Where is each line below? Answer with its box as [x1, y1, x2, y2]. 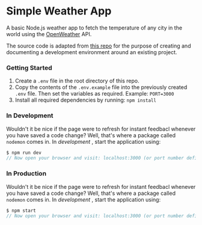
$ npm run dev [6, 149, 42, 156]
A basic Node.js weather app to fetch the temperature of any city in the [6, 24, 182, 31]
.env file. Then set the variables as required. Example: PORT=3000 [14, 90, 174, 97]
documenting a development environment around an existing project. [6, 48, 177, 55]
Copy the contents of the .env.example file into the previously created [14, 84, 188, 91]
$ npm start [6, 208, 36, 214]
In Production [6, 170, 47, 178]
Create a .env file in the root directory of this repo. [14, 77, 139, 85]
